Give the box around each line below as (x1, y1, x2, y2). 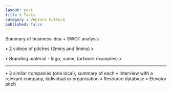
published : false (5, 21, 42, 27)
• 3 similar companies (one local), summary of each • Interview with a (5, 70, 153, 77)
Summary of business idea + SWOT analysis (5, 36, 99, 42)
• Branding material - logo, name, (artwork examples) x (5, 56, 122, 62)
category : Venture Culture (5, 17, 66, 22)
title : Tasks (5, 12, 36, 17)
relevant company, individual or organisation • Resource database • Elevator (5, 76, 167, 82)
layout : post (5, 7, 33, 13)
